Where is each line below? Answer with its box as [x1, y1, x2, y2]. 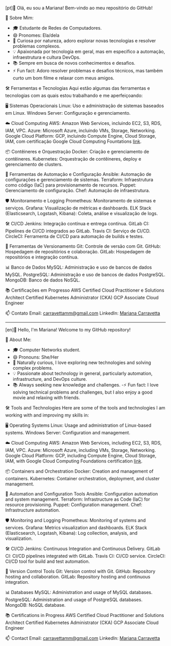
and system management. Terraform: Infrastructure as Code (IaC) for [5, 496, 150, 502]
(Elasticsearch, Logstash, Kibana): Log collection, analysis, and [5, 530, 138, 536]
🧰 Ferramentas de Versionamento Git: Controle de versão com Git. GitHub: [5, 243, 161, 249]
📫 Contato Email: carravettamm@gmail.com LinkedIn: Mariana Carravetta [5, 310, 160, 316]
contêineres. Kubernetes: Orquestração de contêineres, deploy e [5, 156, 141, 162]
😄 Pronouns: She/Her [12, 354, 59, 360]
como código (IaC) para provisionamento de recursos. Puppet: [5, 182, 136, 188]
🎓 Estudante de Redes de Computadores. [12, 25, 102, 31]
